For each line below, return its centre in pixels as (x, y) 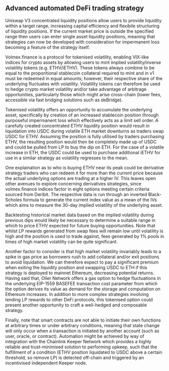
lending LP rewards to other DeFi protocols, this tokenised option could (79, 299)
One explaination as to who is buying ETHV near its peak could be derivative (84, 167)
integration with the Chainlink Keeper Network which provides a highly (78, 341)
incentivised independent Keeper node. (46, 363)
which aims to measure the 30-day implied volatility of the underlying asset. (84, 205)
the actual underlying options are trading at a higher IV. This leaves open (81, 178)
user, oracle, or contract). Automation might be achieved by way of (75, 336)
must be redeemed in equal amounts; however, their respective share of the (84, 78)
